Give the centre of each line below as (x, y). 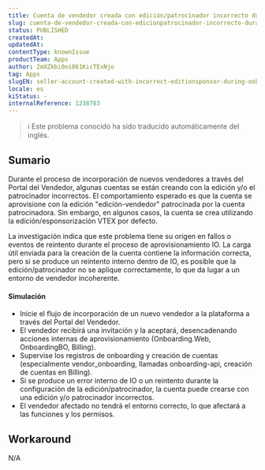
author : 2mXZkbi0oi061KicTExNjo (61, 67)
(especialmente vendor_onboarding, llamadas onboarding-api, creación (136, 364)
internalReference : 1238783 (54, 103)
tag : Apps (24, 74)
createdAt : (26, 37)
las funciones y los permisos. (67, 414)
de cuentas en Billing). (56, 372)
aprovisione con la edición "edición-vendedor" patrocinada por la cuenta (127, 204)
